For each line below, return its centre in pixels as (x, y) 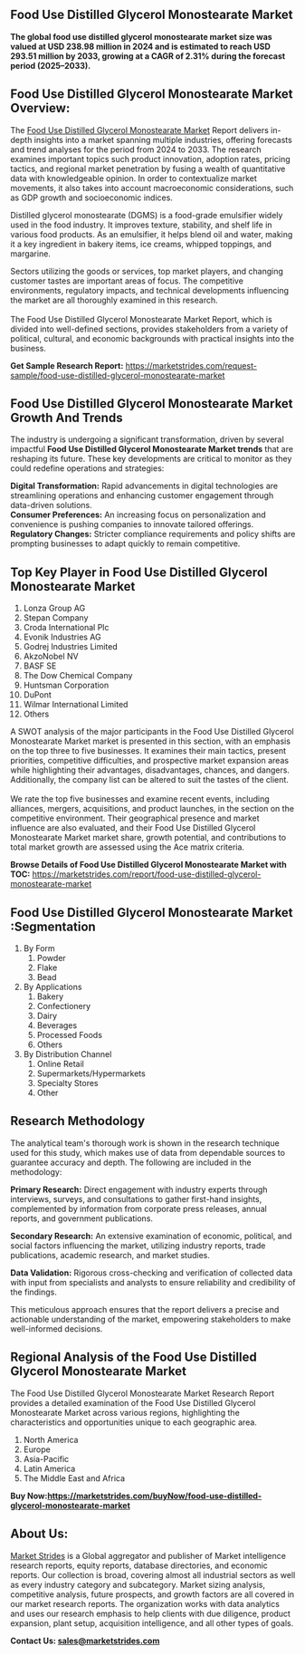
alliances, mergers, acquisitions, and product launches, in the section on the (152, 809)
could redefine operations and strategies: (87, 468)
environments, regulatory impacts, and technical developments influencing (149, 290)
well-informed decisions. (57, 1328)
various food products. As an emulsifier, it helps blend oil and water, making (152, 234)
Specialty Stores (67, 1083)
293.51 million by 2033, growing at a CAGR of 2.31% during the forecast (148, 56)
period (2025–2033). (51, 65)
